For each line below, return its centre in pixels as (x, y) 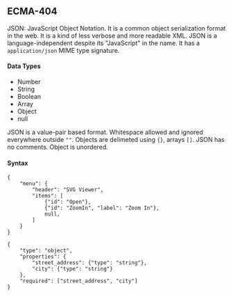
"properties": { (43, 257)
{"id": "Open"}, (68, 202)
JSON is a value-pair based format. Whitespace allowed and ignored (105, 132)
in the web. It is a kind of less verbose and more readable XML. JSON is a (112, 35)
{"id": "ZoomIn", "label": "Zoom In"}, (102, 208)
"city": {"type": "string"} (72, 269)
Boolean (29, 97)
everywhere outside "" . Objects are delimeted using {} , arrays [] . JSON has (116, 140)
